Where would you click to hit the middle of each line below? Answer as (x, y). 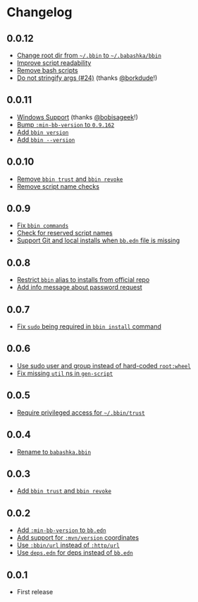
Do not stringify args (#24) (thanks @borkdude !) (87, 78)
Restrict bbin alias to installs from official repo (83, 280)
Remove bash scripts (47, 70)
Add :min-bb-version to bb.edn (61, 530)
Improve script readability (54, 63)
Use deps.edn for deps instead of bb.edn (75, 553)
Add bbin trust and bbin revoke (64, 491)
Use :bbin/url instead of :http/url (68, 545)
